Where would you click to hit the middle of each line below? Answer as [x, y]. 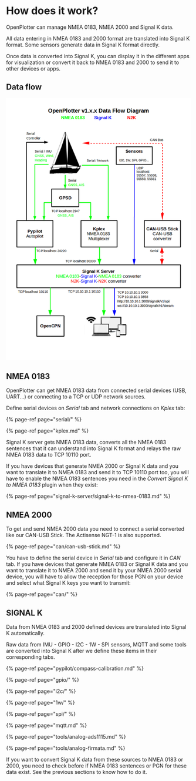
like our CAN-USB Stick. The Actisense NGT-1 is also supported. [84, 535]
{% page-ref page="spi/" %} [41, 714]
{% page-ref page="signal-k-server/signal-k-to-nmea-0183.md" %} [89, 496]
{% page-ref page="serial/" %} [44, 420]
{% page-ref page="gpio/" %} [43, 680]
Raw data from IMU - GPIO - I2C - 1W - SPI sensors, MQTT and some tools [96, 645]
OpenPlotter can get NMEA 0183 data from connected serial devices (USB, [96, 390]
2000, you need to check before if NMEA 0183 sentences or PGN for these [96, 766]
